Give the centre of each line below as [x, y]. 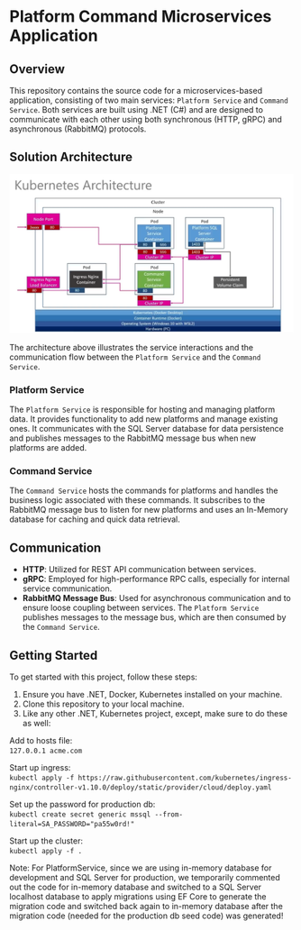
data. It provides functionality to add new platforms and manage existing [144, 419]
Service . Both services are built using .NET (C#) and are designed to [137, 109]
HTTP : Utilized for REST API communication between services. [139, 570]
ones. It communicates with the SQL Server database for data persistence [146, 429]
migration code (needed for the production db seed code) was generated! [146, 916]
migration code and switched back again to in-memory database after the [146, 907]
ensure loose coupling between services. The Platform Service [141, 608]
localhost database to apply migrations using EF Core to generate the [138, 897]
